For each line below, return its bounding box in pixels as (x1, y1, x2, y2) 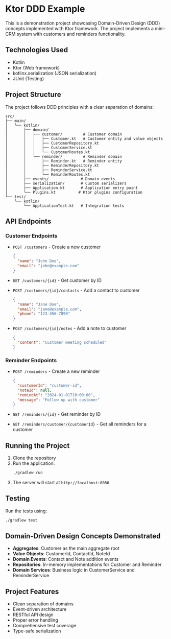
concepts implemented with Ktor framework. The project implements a (5, 25, 154, 31)
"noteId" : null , (17, 388, 52, 393)
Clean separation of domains (12, 601, 74, 607)
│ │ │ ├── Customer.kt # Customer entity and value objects (5, 136, 163, 141)
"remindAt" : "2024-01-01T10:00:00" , (17, 392, 95, 397)
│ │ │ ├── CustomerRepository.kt (5, 140, 100, 146)
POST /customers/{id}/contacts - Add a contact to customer (12, 287, 140, 293)
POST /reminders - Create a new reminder (12, 368, 100, 374)
